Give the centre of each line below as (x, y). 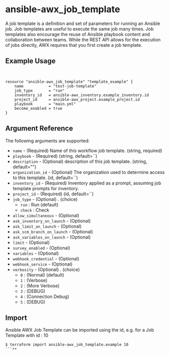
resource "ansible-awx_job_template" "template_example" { (69, 82)
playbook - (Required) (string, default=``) (55, 156)
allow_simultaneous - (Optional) (46, 215)
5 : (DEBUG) (33, 302)
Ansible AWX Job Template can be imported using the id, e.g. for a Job (80, 330)
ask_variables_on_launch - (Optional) (52, 237)
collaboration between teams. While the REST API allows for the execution (83, 40)
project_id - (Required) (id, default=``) (53, 194)
